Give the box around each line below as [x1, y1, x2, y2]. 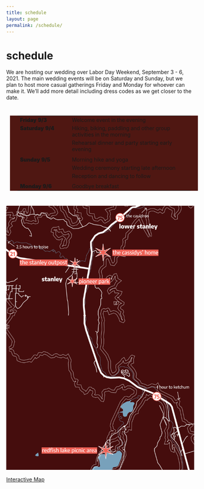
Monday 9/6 [20, 183, 52, 190]
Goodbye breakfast [72, 183, 119, 190]
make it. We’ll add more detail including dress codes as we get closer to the [6, 87, 192, 95]
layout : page [6, 16, 39, 22]
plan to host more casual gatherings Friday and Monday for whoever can [6, 81, 185, 89]
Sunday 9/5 [20, 156, 51, 163]
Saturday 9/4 [20, 124, 55, 132]
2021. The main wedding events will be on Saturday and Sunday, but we [6, 75, 183, 82]
